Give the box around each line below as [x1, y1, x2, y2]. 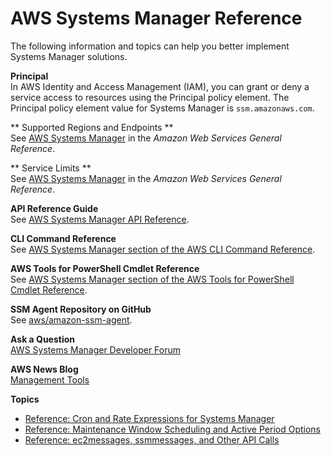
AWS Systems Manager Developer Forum [10, 343, 182, 356]
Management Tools [10, 373, 90, 386]
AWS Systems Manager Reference [10, 7, 303, 30]
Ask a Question [10, 333, 76, 345]
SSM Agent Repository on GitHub [10, 303, 152, 315]
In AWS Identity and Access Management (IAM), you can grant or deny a [10, 80, 310, 92]
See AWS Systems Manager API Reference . [10, 213, 190, 225]
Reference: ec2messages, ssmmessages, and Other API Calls [24, 433, 280, 446]
